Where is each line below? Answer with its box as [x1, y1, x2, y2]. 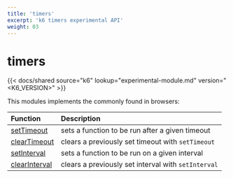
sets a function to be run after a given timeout [60, 126, 211, 135]
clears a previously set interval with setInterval [60, 160, 218, 170]
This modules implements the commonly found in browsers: [7, 97, 180, 105]
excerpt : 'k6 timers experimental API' [7, 17, 124, 24]
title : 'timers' [7, 10, 55, 17]
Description [60, 114, 101, 124]
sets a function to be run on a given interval [60, 148, 204, 158]
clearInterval [10, 160, 52, 170]
